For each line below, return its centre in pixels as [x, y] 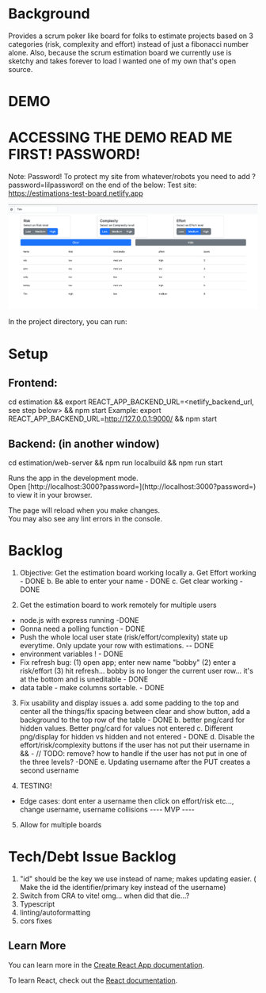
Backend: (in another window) [84, 443]
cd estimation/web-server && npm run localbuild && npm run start [116, 463]
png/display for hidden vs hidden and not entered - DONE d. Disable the [137, 737]
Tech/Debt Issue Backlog [92, 857]
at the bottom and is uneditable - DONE [84, 679]
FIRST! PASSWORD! [74, 155]
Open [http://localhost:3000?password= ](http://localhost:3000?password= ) [132, 487]
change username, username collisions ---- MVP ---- [107, 810]
